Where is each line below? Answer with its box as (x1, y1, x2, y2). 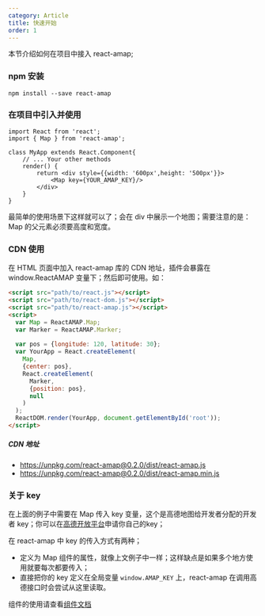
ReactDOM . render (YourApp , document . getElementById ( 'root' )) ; (15, 414, 221, 423)
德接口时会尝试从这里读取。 (19, 583, 111, 592)
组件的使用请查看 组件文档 (8, 599, 92, 609)
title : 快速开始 (8, 19, 57, 27)
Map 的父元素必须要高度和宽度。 (8, 221, 115, 231)
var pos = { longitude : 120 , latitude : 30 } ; (15, 340, 161, 349)
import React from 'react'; (8, 128, 101, 136)
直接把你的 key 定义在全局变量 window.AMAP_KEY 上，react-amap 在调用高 (19, 572, 257, 583)
